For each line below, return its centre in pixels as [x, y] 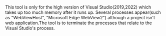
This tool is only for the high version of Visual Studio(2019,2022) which [78, 7]
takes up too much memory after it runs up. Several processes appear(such [83, 12]
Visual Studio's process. [30, 28]
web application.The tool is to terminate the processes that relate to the [79, 23]
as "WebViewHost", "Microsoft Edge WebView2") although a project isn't [80, 18]
